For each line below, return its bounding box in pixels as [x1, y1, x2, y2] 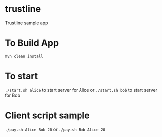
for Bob [5, 92, 21, 98]
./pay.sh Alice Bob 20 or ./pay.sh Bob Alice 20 [5, 126, 106, 132]
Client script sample [5, 110, 90, 121]
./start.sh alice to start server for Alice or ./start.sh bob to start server [5, 87, 158, 93]
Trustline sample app [5, 20, 48, 26]
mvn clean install [5, 54, 43, 59]
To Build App [5, 37, 59, 49]
